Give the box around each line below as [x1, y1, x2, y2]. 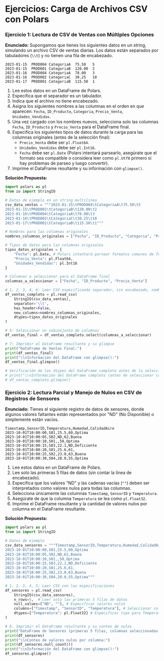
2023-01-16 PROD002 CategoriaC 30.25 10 [5, 75, 97, 80]
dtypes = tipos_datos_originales [14, 315, 78, 320]
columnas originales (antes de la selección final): [12, 134, 111, 140]
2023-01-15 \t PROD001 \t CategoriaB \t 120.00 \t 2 [5, 207, 97, 212]
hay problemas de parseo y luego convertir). [19, 160, 109, 166]
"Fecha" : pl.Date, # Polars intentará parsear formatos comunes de [14, 251, 154, 257]
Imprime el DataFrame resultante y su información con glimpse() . [12, 165, 144, 171]
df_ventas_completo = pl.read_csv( [5, 292, 78, 297]
